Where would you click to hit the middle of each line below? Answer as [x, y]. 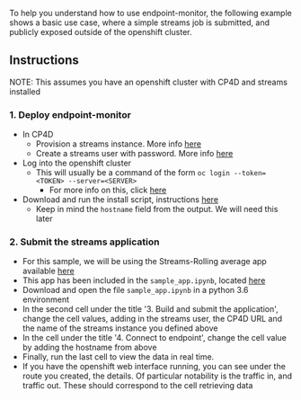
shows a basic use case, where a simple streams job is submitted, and [140, 22]
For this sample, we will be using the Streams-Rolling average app [144, 262]
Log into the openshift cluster [77, 163]
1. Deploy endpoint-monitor [71, 114]
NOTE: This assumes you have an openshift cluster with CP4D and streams [148, 82]
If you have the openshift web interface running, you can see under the [154, 367]
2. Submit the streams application [84, 242]
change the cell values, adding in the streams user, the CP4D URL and [152, 319]
